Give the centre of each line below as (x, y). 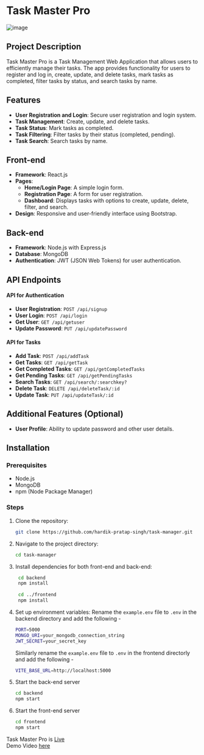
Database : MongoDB (42, 254)
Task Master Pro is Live (36, 739)
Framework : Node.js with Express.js (61, 247)
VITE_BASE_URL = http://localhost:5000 (63, 670)
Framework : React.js (41, 175)
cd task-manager (36, 555)
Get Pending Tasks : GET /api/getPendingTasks (74, 375)
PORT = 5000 (28, 630)
